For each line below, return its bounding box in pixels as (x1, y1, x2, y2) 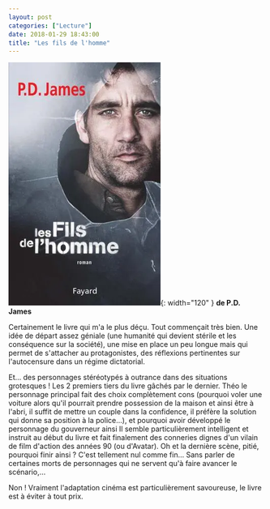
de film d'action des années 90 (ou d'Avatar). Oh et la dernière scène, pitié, (8, 442, 259, 451)
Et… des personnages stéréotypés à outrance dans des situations (8, 373, 228, 383)
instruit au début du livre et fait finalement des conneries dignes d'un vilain (8, 433, 258, 443)
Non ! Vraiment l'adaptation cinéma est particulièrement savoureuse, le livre (8, 483, 262, 493)
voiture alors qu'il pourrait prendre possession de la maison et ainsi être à (8, 398, 254, 408)
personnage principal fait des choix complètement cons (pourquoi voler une (8, 390, 263, 400)
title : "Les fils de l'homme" (8, 39, 111, 47)
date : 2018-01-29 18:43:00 (8, 30, 100, 38)
